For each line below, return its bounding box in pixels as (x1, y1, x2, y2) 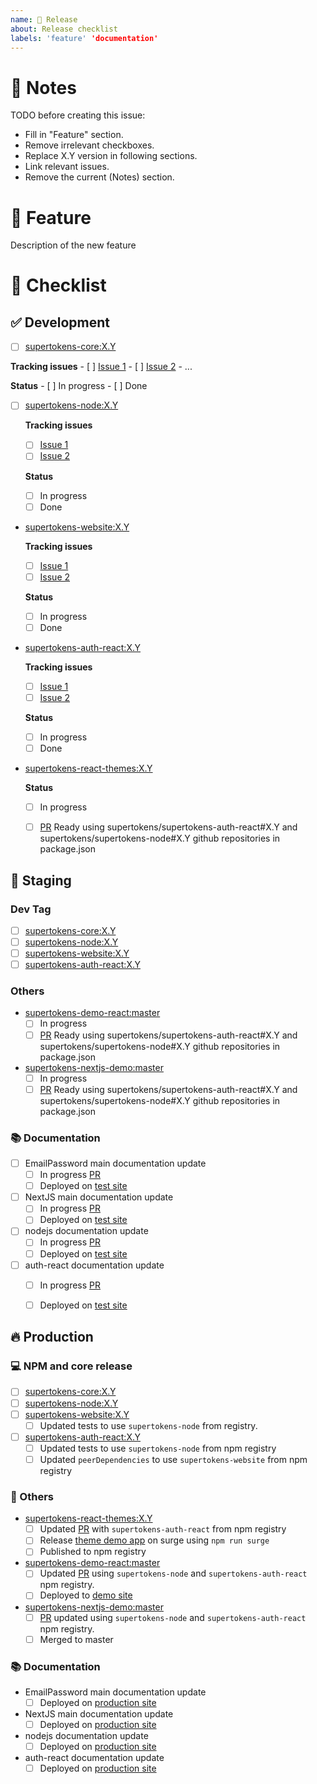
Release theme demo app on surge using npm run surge (39, 1534, 270, 1546)
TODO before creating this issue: (10, 109, 146, 121)
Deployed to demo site (39, 1589, 133, 1601)
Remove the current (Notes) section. (24, 171, 175, 183)
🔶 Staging (10, 872, 72, 889)
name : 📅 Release (10, 14, 78, 25)
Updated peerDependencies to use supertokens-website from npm (39, 1453, 308, 1465)
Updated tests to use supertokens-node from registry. (39, 1419, 258, 1431)
